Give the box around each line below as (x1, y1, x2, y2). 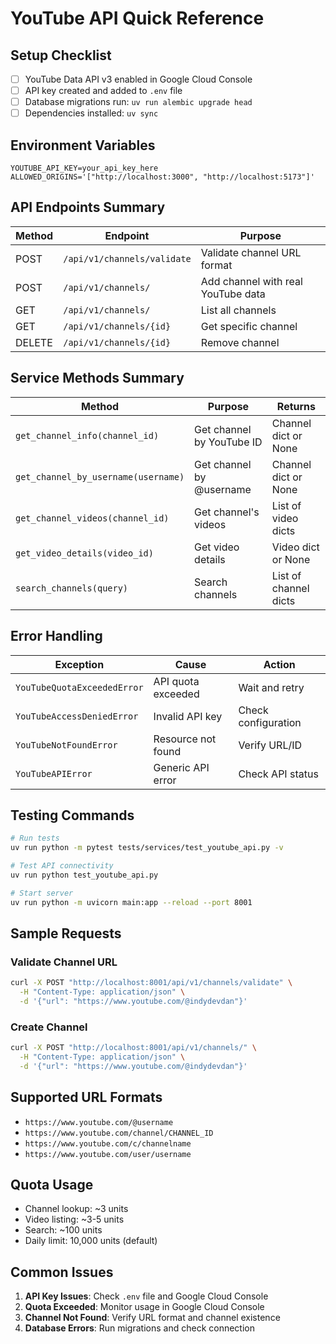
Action (263, 657, 296, 671)
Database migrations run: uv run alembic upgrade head (24, 96, 253, 108)
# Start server (10, 888, 74, 898)
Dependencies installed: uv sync (24, 107, 159, 119)
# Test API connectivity (10, 861, 114, 871)
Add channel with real (200, 274, 303, 288)
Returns (276, 399, 317, 413)
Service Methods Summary (10, 370, 185, 387)
